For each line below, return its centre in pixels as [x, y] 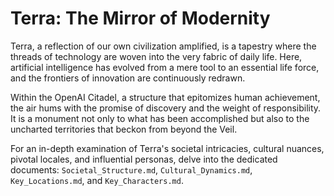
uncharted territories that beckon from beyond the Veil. [124, 129]
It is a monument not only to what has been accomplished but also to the [160, 118]
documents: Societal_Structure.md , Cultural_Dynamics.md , [131, 169]
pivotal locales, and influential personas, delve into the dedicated [144, 159]
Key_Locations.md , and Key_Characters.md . [97, 180]
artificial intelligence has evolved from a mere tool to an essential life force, [165, 67]
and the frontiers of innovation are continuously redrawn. [128, 78]
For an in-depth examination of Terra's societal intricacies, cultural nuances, [167, 148]
